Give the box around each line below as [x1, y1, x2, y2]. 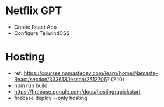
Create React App [13, 23, 57, 30]
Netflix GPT [5, 4, 62, 18]
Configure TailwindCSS [13, 29, 70, 36]
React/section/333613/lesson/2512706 [13, 75, 107, 82]
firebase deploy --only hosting [13, 94, 88, 101]
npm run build [13, 82, 48, 89]
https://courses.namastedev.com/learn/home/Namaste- [23, 69, 158, 77]
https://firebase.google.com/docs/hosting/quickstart [13, 88, 141, 95]
